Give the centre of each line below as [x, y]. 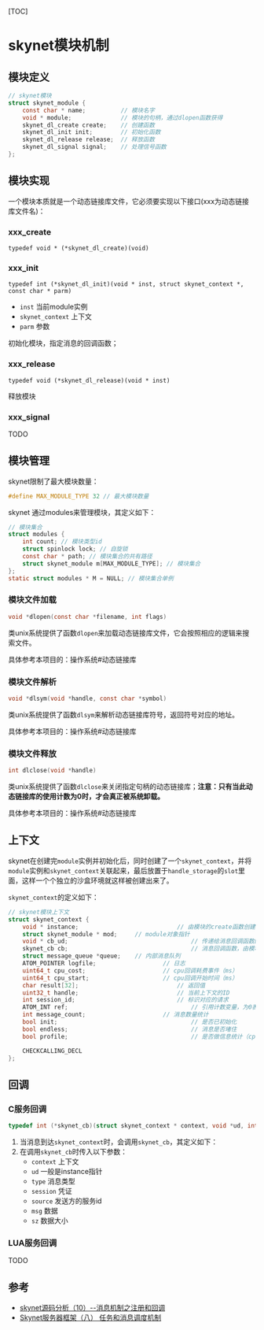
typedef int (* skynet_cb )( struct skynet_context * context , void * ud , [126, 1126]
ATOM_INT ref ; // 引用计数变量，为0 [137, 1007]
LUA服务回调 [33, 1243]
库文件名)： [27, 211]
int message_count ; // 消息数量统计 [115, 1015]
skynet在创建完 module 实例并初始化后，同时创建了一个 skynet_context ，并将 [130, 861]
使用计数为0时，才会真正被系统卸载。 [103, 797]
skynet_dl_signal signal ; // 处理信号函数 [94, 147]
